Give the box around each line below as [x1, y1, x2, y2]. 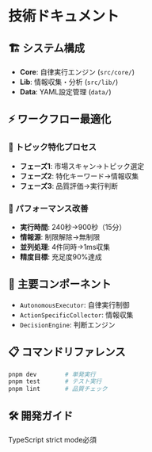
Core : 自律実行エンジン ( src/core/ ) [19, 67, 135, 76]
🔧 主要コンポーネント [8, 278, 112, 291]
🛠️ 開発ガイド [8, 409, 74, 423]
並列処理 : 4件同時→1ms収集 [19, 242, 111, 251]
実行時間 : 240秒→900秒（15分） [19, 222, 127, 232]
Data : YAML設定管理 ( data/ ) [19, 87, 112, 96]
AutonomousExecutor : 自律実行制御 [19, 300, 130, 309]
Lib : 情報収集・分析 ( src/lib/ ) [19, 77, 119, 86]
